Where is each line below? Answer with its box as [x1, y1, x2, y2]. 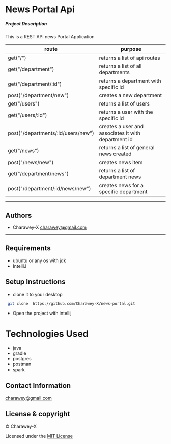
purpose [120, 46, 141, 53]
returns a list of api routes [99, 55, 160, 62]
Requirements [5, 244, 51, 253]
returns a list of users [99, 100, 150, 108]
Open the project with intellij [12, 310, 72, 317]
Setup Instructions [5, 278, 66, 286]
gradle [12, 350, 26, 356]
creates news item [99, 159, 143, 166]
